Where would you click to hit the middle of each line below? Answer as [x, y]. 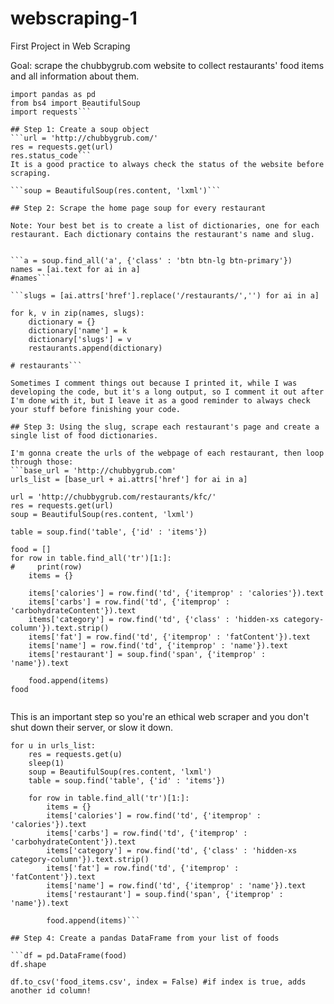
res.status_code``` [51, 155]
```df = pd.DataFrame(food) [69, 955]
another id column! [51, 990]
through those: [42, 462]
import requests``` [51, 112]
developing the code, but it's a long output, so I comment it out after [167, 392]
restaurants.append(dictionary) [95, 348]
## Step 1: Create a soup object [80, 129]
